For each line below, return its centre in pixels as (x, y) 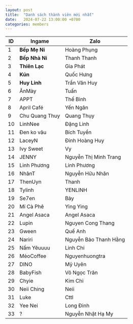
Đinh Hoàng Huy (85, 141)
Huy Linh (30, 83)
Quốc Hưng (79, 75)
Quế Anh (76, 232)
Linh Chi (75, 248)
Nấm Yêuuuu (35, 248)
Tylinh (27, 190)
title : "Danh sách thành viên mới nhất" (50, 15)
